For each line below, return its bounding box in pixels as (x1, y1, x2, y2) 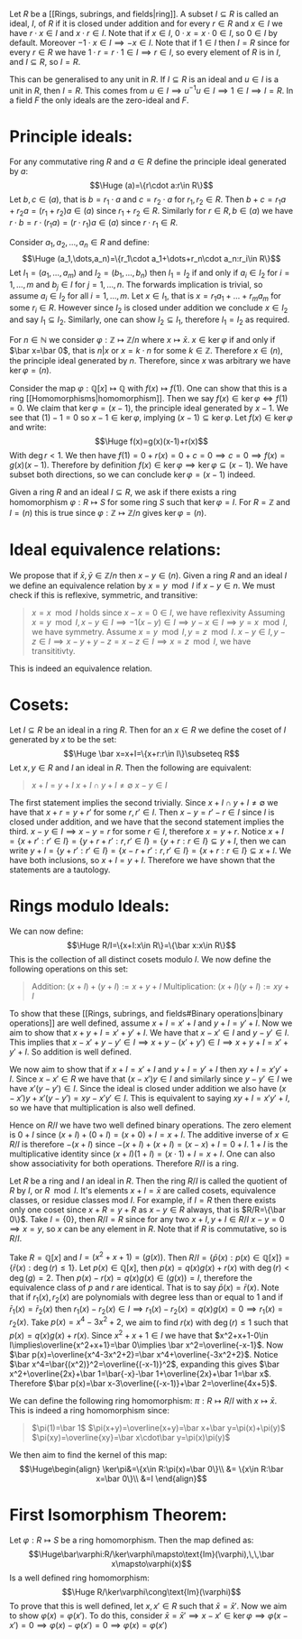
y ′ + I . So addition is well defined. (9, 1046, 133, 1057)
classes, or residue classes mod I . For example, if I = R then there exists (9, 1194, 277, 1205)
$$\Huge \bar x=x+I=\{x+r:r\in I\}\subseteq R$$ (62, 748, 241, 759)
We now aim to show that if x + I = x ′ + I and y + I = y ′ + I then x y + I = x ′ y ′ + (9, 1064, 289, 1074)
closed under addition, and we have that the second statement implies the (9, 816, 285, 827)
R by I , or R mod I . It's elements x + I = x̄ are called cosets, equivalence (9, 1184, 277, 1195)
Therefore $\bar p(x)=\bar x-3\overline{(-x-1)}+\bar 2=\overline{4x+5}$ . (9, 1377, 278, 1388)
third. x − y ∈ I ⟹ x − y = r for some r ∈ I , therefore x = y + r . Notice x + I (9, 825, 284, 836)
